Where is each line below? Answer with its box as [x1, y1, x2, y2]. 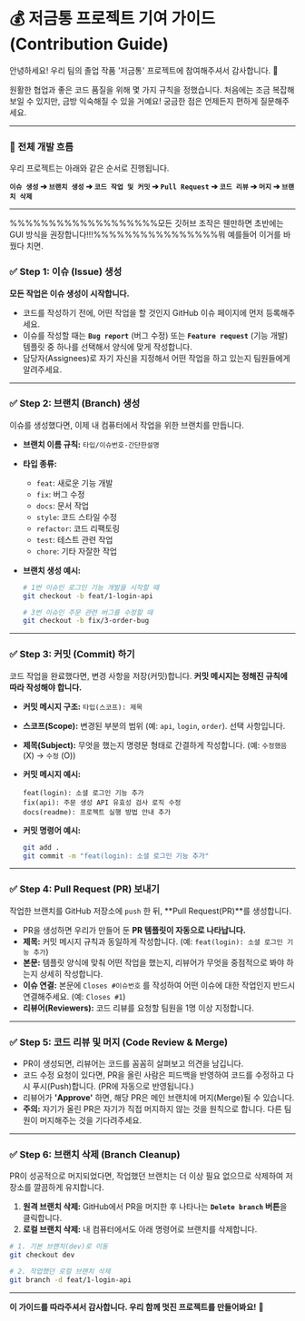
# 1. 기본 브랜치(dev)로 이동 [9, 1242, 109, 1251]
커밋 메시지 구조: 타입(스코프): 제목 [22, 701, 143, 712]
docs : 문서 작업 [35, 500, 89, 511]
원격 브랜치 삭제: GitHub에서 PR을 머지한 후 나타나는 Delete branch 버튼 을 [22, 1201, 288, 1212]
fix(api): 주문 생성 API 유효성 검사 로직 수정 [22, 798, 182, 807]
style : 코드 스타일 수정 [35, 511, 118, 522]
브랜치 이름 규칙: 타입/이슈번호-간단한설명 [22, 439, 160, 449]
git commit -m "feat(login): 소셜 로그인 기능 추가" [22, 851, 210, 861]
